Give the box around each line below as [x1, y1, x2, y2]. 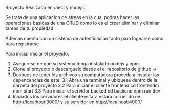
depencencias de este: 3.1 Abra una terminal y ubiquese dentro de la [12, 77, 158, 83]
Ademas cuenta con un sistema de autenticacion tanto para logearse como [5, 35, 164, 41]
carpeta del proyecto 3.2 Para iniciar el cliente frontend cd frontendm [12, 82, 159, 88]
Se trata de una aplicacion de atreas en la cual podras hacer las [5, 14, 140, 20]
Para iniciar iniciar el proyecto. [5, 51, 69, 57]
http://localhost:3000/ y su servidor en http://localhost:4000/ [12, 99, 142, 105]
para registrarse [5, 41, 39, 47]
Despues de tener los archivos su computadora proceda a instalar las [12, 71, 160, 78]
